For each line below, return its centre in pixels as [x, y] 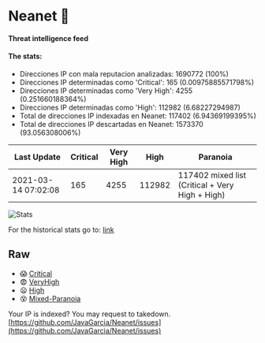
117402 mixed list [212, 175]
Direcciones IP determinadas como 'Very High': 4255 [106, 91]
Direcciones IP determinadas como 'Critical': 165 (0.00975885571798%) [137, 82]
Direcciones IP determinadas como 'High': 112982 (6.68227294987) [130, 107]
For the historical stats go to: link [61, 229]
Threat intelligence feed [49, 38]
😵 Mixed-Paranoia [50, 298]
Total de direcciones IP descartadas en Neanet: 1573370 [111, 124]
